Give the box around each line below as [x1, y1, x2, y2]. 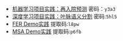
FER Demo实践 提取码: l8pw [12, 20, 79, 27]
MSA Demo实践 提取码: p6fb [12, 28, 82, 35]
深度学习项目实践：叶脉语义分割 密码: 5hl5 [12, 13, 118, 20]
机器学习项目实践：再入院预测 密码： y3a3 [12, 5, 116, 12]
